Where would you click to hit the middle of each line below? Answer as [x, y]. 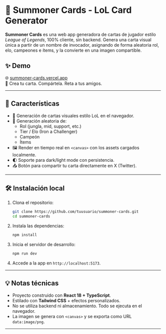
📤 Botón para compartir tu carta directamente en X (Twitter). [74, 165]
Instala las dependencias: [38, 226]
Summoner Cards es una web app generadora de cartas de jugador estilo [81, 34]
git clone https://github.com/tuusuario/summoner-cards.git [75, 212]
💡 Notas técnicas [32, 283]
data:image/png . [29, 322]
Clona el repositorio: [33, 202]
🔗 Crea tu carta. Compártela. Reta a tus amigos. [54, 83]
